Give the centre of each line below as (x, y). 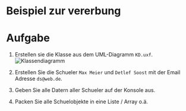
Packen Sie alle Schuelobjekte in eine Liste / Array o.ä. (81, 102)
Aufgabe (28, 38)
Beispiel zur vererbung (64, 11)
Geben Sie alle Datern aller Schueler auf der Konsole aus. (85, 90)
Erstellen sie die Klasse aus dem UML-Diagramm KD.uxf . (84, 55)
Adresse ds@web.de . (38, 79)
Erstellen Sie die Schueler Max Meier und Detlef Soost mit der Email (97, 72)
